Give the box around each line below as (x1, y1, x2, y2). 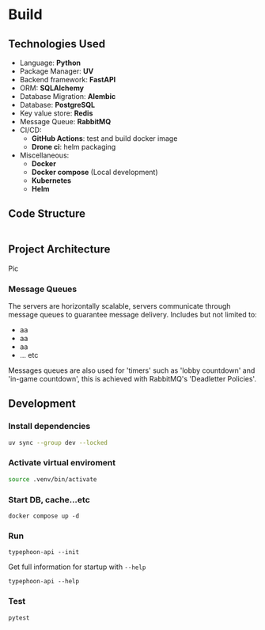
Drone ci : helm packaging (31, 142, 116, 151)
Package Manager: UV (19, 66, 94, 76)
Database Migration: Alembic (19, 92, 116, 101)
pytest (8, 613, 30, 622)
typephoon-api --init (8, 548, 80, 556)
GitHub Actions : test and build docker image (31, 134, 178, 143)
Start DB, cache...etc (8, 494, 91, 505)
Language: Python (19, 58, 81, 67)
